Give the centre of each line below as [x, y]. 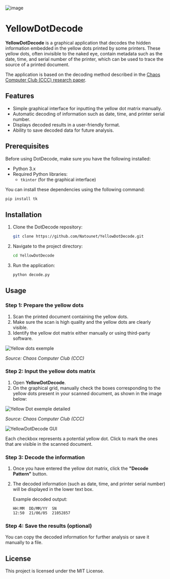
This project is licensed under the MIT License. [55, 571]
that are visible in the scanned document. [49, 444]
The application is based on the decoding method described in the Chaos [83, 74]
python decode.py [31, 275]
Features [20, 96]
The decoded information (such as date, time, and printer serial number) [89, 484]
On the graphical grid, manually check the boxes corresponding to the [87, 388]
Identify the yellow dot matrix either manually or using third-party [81, 333]
